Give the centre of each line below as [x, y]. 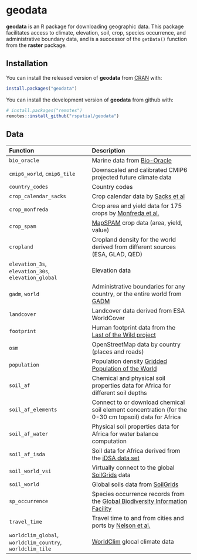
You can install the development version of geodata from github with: [90, 100]
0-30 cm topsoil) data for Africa [136, 417]
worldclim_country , [35, 542]
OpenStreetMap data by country [136, 345]
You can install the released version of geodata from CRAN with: [84, 77]
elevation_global [33, 278]
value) [101, 230]
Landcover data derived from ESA [138, 311]
